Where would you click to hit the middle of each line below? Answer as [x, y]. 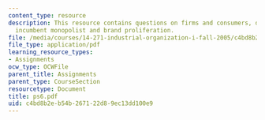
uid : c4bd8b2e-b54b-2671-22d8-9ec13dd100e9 [81, 103]
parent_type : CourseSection [54, 81]
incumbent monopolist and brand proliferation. [95, 30]
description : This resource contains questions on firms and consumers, [130, 23]
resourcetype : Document [47, 89]
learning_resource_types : [50, 52]
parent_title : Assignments [52, 74]
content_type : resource [47, 15]
